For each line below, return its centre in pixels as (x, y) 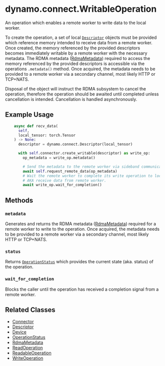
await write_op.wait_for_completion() (62, 185)
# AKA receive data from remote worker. (65, 181)
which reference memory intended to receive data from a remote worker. (79, 42)
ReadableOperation (32, 353)
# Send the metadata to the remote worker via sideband (81, 167)
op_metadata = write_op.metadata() (59, 158)
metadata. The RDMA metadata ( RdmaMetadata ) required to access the (78, 58)
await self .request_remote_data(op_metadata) (70, 171)
